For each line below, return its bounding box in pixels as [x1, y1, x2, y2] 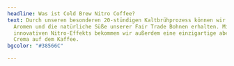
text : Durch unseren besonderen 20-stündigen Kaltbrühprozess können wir [7, 17, 226, 24]
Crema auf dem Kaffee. [13, 36, 79, 43]
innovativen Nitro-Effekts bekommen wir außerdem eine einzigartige [13, 29, 217, 37]
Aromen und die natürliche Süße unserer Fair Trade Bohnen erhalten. [13, 23, 219, 30]
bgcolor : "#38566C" [7, 42, 64, 49]
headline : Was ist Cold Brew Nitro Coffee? [7, 10, 136, 17]
